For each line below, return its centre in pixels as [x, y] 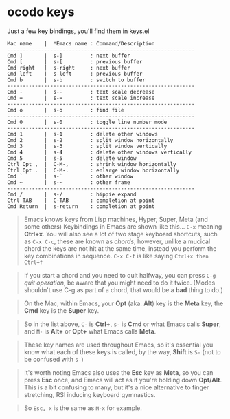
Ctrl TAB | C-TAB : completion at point [81, 201]
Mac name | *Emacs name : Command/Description [81, 43]
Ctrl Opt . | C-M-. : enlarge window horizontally [93, 170]
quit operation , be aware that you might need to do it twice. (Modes [119, 283]
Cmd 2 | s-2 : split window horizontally [90, 140]
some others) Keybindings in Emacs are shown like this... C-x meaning [123, 226]
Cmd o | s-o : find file [66, 110]
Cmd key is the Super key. [61, 310]
